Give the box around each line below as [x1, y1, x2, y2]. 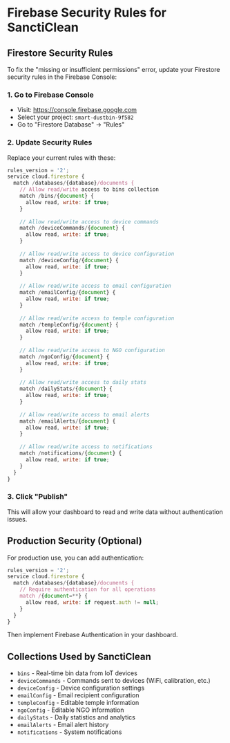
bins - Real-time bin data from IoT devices [17, 669, 138, 677]
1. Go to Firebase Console [7, 90, 95, 100]
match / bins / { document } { [19, 192, 95, 200]
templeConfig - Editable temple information [17, 699, 140, 707]
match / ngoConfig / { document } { [19, 353, 110, 360]
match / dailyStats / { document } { [19, 385, 113, 392]
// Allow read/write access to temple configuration [19, 315, 175, 322]
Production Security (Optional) [7, 535, 143, 547]
